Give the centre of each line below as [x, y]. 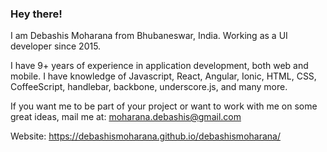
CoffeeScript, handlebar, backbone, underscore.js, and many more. [149, 87]
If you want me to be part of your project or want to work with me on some [164, 106]
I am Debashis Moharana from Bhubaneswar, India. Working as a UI [149, 36]
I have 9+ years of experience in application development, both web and [159, 66]
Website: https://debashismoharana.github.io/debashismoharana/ [145, 136]
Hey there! [36, 14]
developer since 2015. [56, 46]
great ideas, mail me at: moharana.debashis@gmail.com [126, 117]
